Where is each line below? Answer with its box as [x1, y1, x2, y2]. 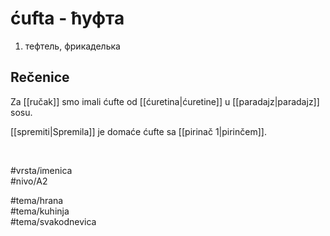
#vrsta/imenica [10, 164, 73, 176]
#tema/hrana [10, 194, 64, 206]
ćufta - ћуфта [10, 7, 125, 30]
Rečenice [10, 69, 70, 86]
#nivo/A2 [10, 175, 48, 187]
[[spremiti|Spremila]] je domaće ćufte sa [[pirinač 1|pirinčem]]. [10, 125, 267, 137]
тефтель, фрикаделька [24, 40, 121, 52]
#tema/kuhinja [10, 205, 70, 217]
